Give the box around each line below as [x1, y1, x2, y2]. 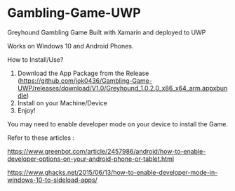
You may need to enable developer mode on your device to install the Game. [7, 119, 228, 128]
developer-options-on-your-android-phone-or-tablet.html [7, 154, 174, 163]
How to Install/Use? [7, 55, 64, 64]
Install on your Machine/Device [17, 98, 107, 107]
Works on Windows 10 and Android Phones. [7, 41, 134, 50]
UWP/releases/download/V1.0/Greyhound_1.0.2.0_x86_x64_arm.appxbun [17, 84, 228, 92]
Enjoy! [17, 106, 36, 114]
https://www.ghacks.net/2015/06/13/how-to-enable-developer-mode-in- [7, 168, 218, 176]
